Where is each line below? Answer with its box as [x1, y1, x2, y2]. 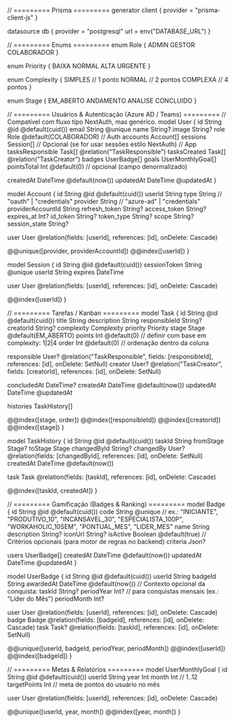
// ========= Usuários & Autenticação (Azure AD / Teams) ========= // [7, 110, 227, 118]
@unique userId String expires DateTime [7, 268, 124, 276]
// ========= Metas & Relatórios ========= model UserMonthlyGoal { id [7, 665, 228, 674]
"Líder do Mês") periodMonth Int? [7, 594, 105, 603]
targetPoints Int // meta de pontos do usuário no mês [7, 680, 160, 689]
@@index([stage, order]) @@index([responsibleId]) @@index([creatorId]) [7, 416, 221, 424]
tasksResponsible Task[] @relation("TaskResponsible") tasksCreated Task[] [7, 148, 227, 155]
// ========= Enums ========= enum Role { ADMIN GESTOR [7, 41, 195, 49]
